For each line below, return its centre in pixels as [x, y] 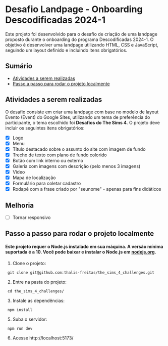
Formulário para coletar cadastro [47, 184]
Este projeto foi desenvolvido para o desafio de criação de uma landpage [81, 34]
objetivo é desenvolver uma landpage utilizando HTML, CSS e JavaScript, [82, 45]
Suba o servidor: [30, 319]
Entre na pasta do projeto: [40, 282]
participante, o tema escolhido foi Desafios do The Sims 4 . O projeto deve [82, 122]
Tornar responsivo [32, 218]
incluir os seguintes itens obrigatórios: [45, 128]
